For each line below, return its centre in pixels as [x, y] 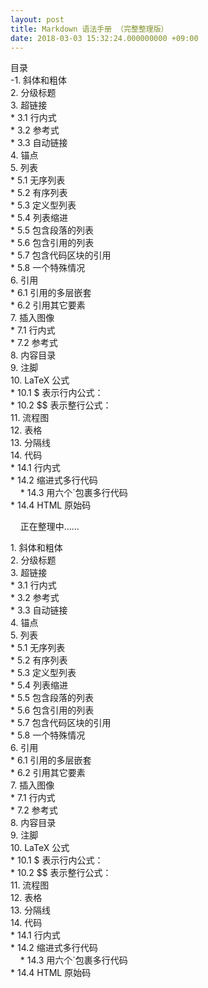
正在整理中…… [49, 527]
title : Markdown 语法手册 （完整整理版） [89, 29]
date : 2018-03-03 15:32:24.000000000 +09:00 [104, 38]
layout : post [37, 19]
